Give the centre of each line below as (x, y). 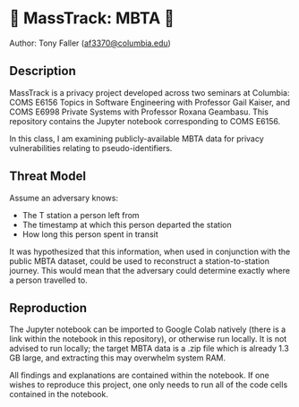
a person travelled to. (48, 280)
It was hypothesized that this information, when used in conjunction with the (150, 251)
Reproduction (48, 308)
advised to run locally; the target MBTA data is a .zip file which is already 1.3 (149, 349)
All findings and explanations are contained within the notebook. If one (140, 376)
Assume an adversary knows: (64, 198)
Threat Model (48, 177)
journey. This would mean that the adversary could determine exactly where (150, 270)
